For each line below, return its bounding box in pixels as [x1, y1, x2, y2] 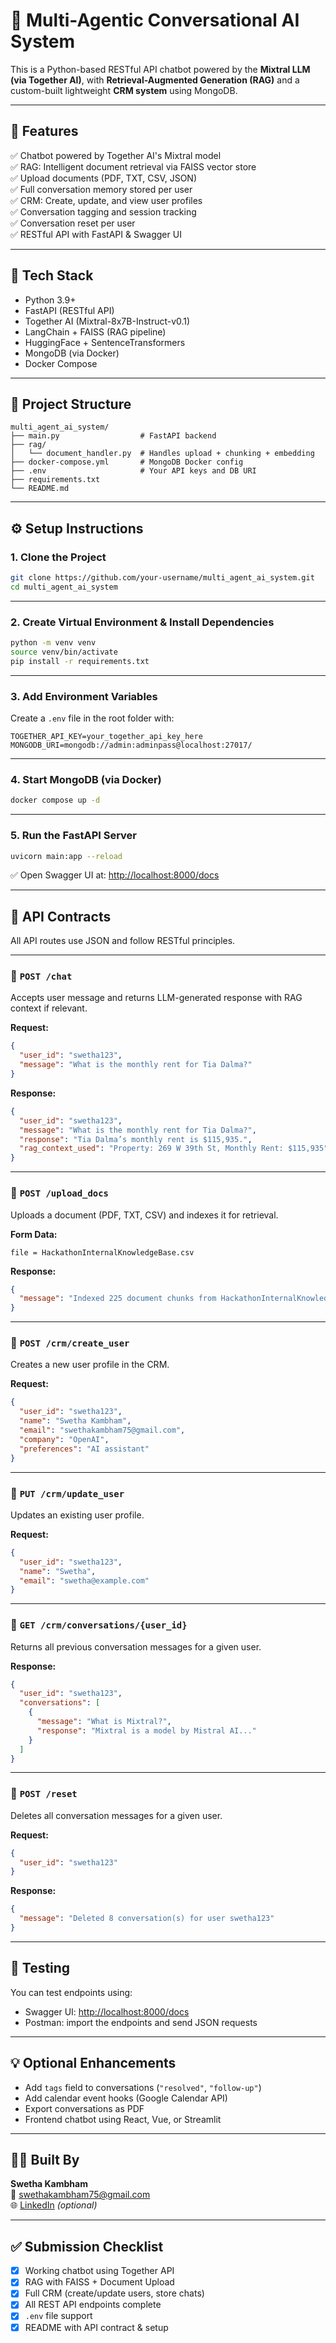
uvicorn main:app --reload [10, 851, 123, 861]
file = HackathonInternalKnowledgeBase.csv [10, 1247, 195, 1258]
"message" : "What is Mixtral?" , [36, 1717, 172, 1727]
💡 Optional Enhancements [10, 2055, 177, 2072]
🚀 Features [10, 123, 79, 140]
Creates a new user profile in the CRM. [10, 1359, 170, 1371]
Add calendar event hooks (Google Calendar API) [24, 2092, 228, 2104]
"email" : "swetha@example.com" [19, 1575, 150, 1586]
